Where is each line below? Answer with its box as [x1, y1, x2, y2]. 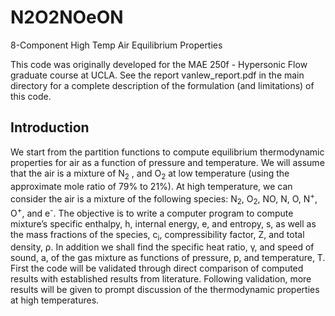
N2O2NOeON [10, 6, 124, 29]
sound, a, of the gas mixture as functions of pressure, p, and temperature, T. [10, 252, 326, 264]
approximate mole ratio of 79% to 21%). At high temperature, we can [10, 180, 293, 192]
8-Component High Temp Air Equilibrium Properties [10, 39, 223, 51]
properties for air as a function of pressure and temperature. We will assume [10, 156, 325, 168]
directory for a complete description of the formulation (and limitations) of [10, 79, 315, 91]
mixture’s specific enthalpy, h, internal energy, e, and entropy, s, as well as [10, 217, 317, 230]
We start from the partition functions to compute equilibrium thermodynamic [10, 146, 325, 158]
